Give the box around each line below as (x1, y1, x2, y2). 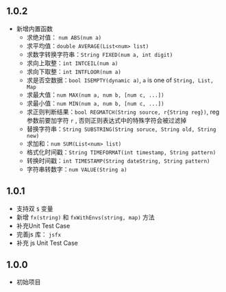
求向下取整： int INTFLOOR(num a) (26, 67, 121, 75)
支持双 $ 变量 (16, 204, 53, 212)
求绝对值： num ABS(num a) (26, 33, 102, 41)
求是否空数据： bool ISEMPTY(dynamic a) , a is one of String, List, (26, 75, 214, 84)
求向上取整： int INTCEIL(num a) (26, 58, 118, 67)
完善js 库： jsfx (16, 230, 62, 239)
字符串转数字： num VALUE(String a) (26, 165, 127, 173)
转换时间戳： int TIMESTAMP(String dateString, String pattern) (26, 156, 210, 165)
